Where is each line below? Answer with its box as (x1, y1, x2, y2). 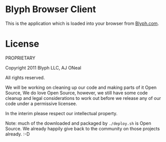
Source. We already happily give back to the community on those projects (5, 125, 160, 131)
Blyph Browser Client (5, 4, 96, 15)
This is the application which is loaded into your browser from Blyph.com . (5, 20, 159, 26)
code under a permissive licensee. (5, 100, 78, 106)
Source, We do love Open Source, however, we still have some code (5, 90, 148, 96)
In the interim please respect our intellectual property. (5, 110, 118, 116)
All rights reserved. (5, 75, 45, 81)
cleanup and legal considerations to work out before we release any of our (5, 95, 161, 101)
